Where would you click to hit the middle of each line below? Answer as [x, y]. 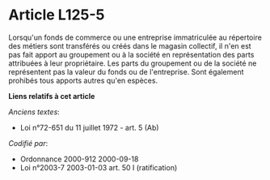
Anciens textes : [34, 112]
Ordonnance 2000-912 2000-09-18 [79, 159]
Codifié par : [28, 143]
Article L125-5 [57, 15]
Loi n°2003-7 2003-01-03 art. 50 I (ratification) [99, 167]
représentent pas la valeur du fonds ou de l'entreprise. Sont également [126, 71]
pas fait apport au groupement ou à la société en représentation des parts [131, 54]
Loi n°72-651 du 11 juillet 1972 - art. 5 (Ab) [89, 127]
